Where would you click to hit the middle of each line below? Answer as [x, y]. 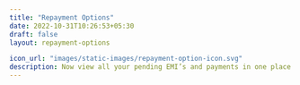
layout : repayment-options [60, 42]
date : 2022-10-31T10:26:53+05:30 [72, 26]
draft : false [34, 34]
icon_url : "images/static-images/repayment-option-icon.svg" [126, 59]
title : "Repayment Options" [62, 17]
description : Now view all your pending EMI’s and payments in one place [150, 67]
